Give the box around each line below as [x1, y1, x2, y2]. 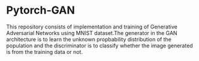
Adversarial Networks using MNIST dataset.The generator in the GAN [6, 29, 178, 36]
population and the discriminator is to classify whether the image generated [6, 42, 193, 49]
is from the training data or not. [6, 48, 83, 55]
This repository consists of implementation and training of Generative [6, 23, 178, 30]
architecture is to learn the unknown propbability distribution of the [6, 36, 172, 43]
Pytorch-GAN [6, 4, 75, 17]
